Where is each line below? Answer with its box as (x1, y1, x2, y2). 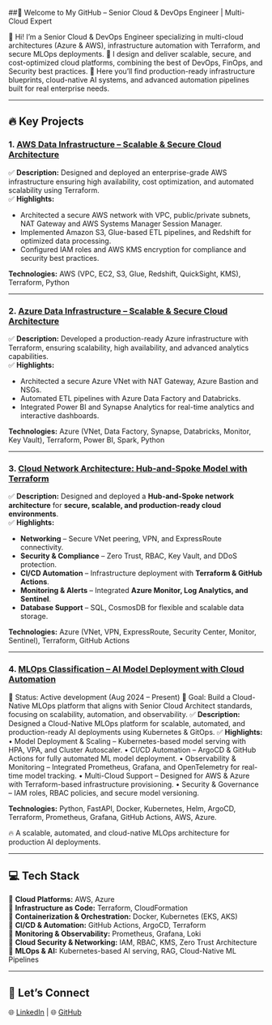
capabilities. (8, 351, 49, 361)
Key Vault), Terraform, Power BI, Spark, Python (8, 434, 165, 445)
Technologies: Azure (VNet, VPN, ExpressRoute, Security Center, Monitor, (8, 627, 257, 637)
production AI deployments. (8, 837, 101, 847)
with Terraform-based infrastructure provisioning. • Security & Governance (8, 779, 259, 789)
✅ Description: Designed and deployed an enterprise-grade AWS (8, 167, 227, 177)
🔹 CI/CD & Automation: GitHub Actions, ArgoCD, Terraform (8, 920, 206, 930)
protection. (19, 560, 57, 570)
